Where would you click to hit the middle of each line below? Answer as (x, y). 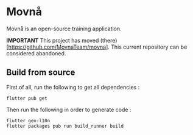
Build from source (41, 73)
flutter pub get (27, 98)
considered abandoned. (36, 53)
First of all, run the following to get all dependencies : (73, 87)
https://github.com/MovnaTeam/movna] (58, 47)
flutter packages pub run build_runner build (65, 126)
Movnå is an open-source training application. (64, 29)
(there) (109, 40)
